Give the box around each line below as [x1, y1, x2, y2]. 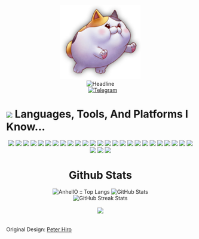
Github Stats [68, 169, 133, 182]
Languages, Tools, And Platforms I [14, 107, 188, 121]
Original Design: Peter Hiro [6, 225, 72, 233]
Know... [6, 120, 46, 134]
